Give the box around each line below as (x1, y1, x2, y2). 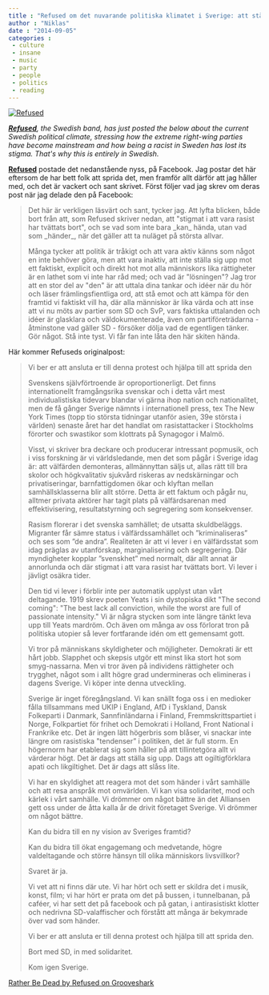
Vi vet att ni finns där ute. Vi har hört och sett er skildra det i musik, (27, 882, 249, 892)
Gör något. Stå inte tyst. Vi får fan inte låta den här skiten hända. (27, 331, 240, 341)
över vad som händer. (27, 916, 100, 925)
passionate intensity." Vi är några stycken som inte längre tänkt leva (27, 612, 252, 621)
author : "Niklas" (8, 19, 70, 27)
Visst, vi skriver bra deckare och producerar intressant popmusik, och (27, 445, 259, 455)
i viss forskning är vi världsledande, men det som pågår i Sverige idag (27, 453, 259, 463)
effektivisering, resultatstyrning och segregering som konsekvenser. (27, 504, 254, 514)
